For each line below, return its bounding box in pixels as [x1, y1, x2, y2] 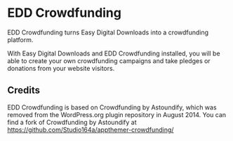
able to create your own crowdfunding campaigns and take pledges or [7, 56, 211, 65]
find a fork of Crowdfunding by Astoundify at [7, 118, 137, 126]
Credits [7, 84, 41, 96]
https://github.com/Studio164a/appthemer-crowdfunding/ [7, 125, 174, 134]
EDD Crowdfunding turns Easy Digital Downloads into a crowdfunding [7, 28, 209, 36]
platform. [7, 35, 34, 43]
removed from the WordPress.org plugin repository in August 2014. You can [7, 110, 227, 119]
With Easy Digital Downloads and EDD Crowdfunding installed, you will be [7, 49, 220, 58]
